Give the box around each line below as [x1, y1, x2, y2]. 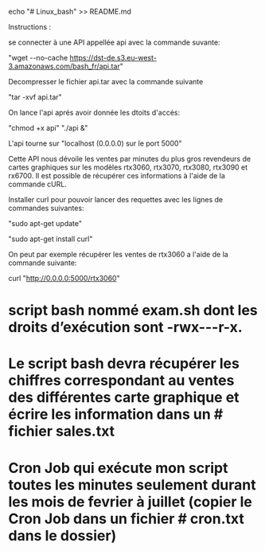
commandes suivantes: [8, 203, 85, 213]
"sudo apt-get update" [8, 219, 82, 228]
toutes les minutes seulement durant [8, 475, 256, 494]
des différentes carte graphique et [8, 389, 240, 407]
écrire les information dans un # [8, 405, 224, 424]
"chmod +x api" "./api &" [8, 123, 88, 132]
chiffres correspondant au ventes [8, 372, 235, 389]
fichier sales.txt [8, 422, 115, 440]
